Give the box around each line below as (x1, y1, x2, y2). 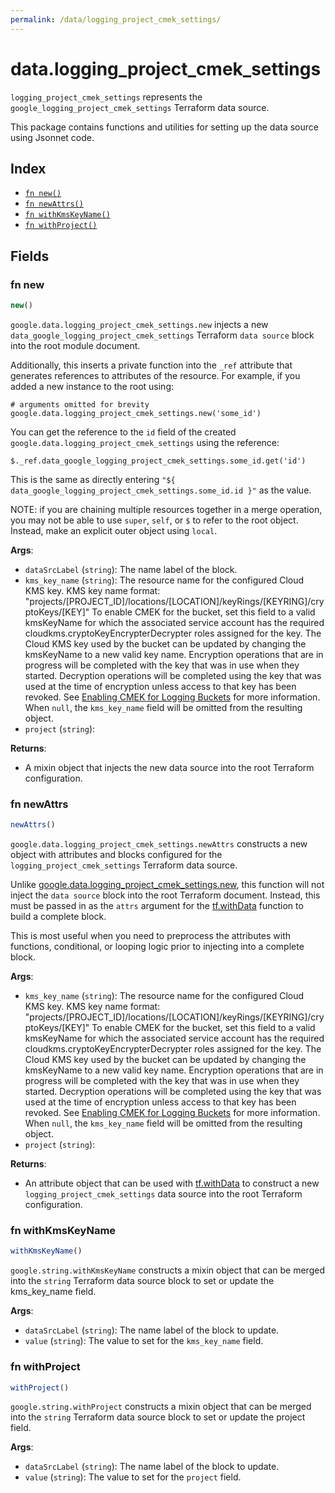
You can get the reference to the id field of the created (10, 426, 237, 438)
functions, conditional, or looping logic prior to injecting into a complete (10, 941, 305, 953)
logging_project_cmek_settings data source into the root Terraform (24, 1188, 303, 1200)
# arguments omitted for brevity (10, 399, 150, 410)
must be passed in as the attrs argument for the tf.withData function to (10, 900, 304, 912)
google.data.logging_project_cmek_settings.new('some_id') (10, 408, 262, 418)
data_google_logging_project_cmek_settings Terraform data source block (10, 329, 315, 341)
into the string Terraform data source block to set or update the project (10, 1411, 306, 1423)
